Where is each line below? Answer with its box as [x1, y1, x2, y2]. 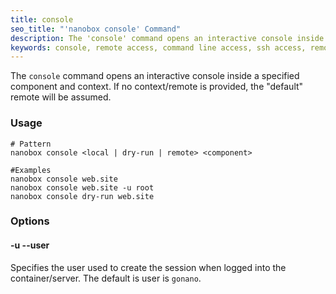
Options [10, 214, 50, 228]
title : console [10, 14, 74, 25]
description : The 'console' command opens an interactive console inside [10, 33, 325, 43]
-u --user [10, 239, 50, 251]
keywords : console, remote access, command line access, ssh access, [10, 42, 307, 53]
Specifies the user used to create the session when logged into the [10, 261, 287, 273]
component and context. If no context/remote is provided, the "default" [10, 81, 304, 93]
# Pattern [10, 139, 52, 149]
